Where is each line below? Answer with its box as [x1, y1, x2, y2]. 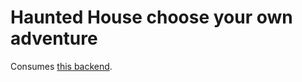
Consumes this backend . [10, 60, 113, 72]
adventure [10, 27, 98, 50]
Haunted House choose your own [10, 6, 293, 29]
